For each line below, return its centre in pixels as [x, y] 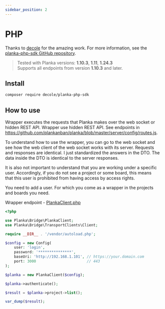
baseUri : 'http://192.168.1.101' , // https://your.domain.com [79, 257]
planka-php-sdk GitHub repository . [41, 53]
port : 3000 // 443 [57, 262]
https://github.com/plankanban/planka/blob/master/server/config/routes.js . [82, 133]
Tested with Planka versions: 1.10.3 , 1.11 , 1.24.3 [65, 63]
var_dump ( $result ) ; [25, 302]
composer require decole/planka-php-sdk [47, 95]
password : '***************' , [45, 252]
